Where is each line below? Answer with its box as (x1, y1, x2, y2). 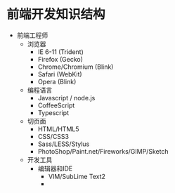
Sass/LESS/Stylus (37, 140, 90, 148)
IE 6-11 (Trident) (37, 47, 84, 56)
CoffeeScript (37, 101, 75, 109)
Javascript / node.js (37, 93, 96, 102)
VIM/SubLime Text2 (48, 172, 106, 180)
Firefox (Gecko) (37, 55, 84, 63)
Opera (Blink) (37, 77, 77, 86)
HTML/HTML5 (37, 124, 79, 133)
